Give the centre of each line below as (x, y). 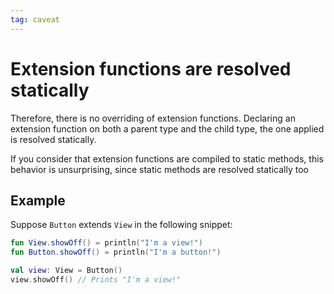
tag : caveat (35, 19)
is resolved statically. (53, 139)
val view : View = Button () (66, 271)
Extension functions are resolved (151, 68)
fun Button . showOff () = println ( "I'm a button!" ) (116, 252)
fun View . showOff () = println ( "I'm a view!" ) (106, 243)
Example (38, 200)
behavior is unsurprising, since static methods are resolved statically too (159, 169)
